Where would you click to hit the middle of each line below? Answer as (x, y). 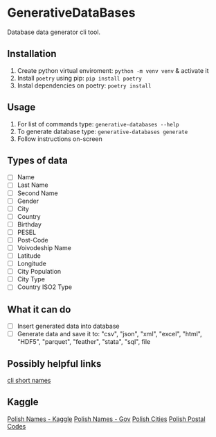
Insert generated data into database (68, 326)
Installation (32, 54)
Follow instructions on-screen (60, 139)
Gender (28, 201)
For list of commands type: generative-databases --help (98, 124)
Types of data (37, 160)
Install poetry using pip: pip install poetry (79, 78)
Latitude (29, 256)
